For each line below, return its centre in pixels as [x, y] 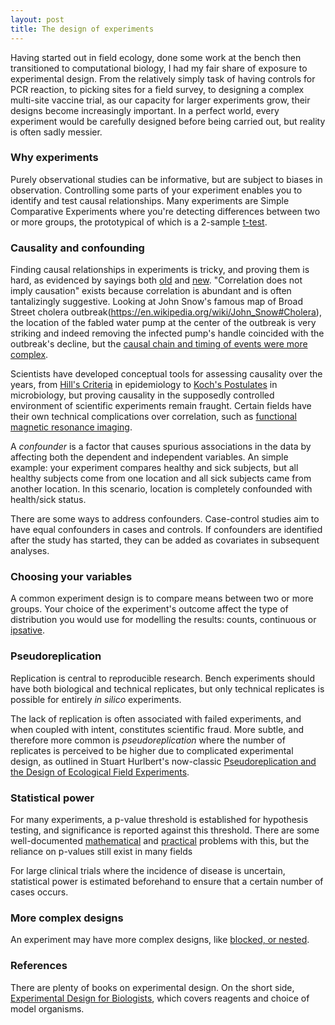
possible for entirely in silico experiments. [96, 699]
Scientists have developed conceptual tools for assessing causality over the [166, 374]
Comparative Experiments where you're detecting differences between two [165, 211]
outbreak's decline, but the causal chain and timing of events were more [159, 344]
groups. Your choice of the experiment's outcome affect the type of [149, 609]
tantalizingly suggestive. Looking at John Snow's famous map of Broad [157, 302]
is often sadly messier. [56, 132]
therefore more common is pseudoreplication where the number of [148, 740]
